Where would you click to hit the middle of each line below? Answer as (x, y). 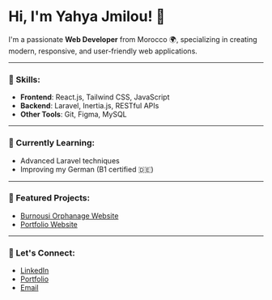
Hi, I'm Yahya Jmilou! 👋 (87, 17)
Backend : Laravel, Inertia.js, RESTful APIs (89, 106)
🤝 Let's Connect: (42, 252)
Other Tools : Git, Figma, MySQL (73, 114)
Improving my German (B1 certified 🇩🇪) (87, 169)
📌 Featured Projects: (49, 198)
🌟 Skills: (24, 79)
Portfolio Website (49, 224)
